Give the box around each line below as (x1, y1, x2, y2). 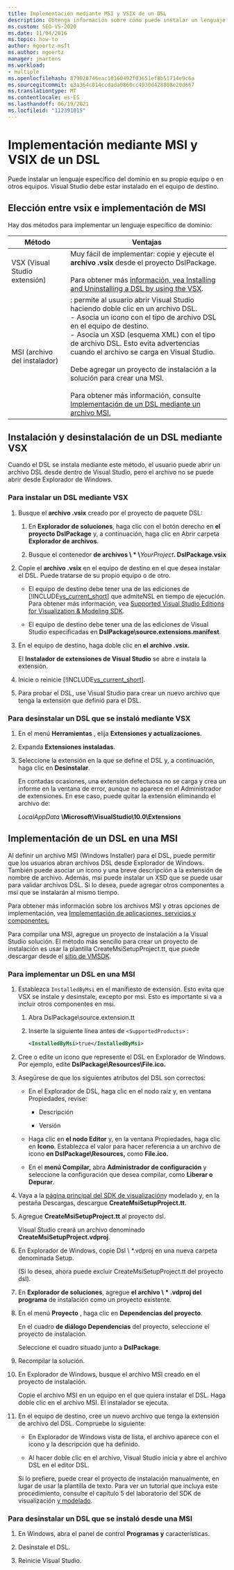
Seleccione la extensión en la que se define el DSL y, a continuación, (17, 756, 215, 764)
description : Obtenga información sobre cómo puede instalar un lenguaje (8, 17, 226, 24)
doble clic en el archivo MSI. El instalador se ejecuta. (17, 1398, 169, 1407)
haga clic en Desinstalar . (17, 763, 91, 772)
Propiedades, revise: (28, 1094, 87, 1102)
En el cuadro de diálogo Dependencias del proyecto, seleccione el (17, 1322, 210, 1330)
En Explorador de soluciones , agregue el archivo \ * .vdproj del (17, 1288, 202, 1296)
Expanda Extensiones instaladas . (17, 743, 115, 751)
